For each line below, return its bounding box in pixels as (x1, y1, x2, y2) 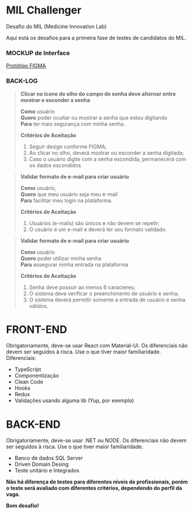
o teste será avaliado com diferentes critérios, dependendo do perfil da (6, 485, 182, 492)
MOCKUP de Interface (6, 49, 70, 57)
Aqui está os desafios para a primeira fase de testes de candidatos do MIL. (6, 34, 187, 41)
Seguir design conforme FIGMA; (29, 143, 107, 150)
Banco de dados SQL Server (14, 455, 84, 462)
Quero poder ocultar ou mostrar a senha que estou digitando (20, 114, 168, 121)
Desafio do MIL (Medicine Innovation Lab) (6, 23, 107, 30)
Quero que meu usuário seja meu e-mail (20, 190, 118, 198)
